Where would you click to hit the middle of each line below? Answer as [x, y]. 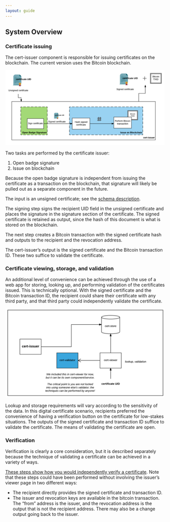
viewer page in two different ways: [41, 483]
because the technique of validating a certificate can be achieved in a [78, 457]
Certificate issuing [29, 46]
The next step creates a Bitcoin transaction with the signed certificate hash [83, 234]
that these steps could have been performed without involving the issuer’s [82, 477]
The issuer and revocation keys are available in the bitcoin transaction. [86, 498]
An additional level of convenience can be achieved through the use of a [81, 279]
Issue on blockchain [33, 168]
